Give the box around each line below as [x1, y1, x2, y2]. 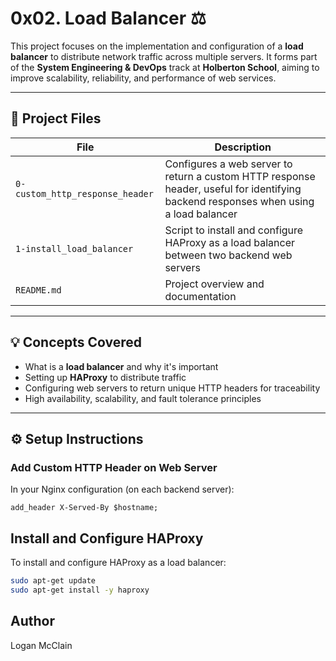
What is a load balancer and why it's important [24, 360, 219, 372]
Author [10, 613, 55, 630]
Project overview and [164, 277, 265, 291]
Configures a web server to [164, 157, 293, 171]
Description [214, 140, 272, 154]
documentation [164, 289, 237, 303]
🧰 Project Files [10, 110, 102, 127]
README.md [15, 284, 62, 296]
